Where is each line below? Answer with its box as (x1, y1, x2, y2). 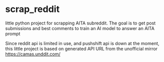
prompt (5, 30, 21, 36)
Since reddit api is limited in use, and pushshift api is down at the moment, (5, 40, 160, 46)
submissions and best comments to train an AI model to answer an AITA (5, 25, 155, 31)
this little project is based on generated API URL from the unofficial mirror (5, 45, 158, 51)
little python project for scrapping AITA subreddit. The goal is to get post (5, 20, 156, 26)
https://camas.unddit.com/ (5, 51, 61, 57)
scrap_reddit (5, 3, 60, 15)
